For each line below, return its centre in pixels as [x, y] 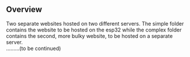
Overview [24, 10]
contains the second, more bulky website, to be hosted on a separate [89, 36]
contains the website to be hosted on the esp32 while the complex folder [94, 30]
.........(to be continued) [34, 48]
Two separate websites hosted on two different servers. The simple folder [95, 23]
